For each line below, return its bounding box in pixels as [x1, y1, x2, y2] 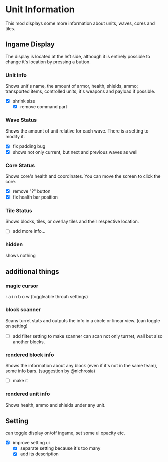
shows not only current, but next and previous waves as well [12, 149, 138, 155]
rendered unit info [5, 390, 50, 398]
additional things [5, 267, 59, 276]
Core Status [5, 162, 35, 169]
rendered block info [5, 351, 54, 358]
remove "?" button [12, 188, 51, 194]
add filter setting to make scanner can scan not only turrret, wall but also [12, 333, 163, 339]
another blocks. [12, 339, 45, 345]
